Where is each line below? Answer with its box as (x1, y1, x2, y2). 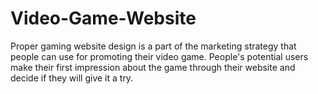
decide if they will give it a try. (10, 72, 134, 84)
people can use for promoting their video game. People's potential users (10, 50, 309, 62)
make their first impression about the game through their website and (10, 61, 296, 73)
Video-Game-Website (10, 7, 197, 30)
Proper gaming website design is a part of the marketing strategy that (10, 40, 297, 52)
